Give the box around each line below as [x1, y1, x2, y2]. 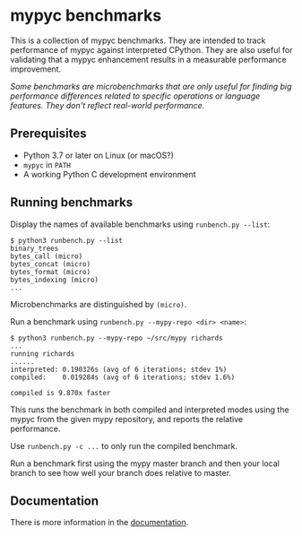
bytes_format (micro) [10, 267, 91, 276]
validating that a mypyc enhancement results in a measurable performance [10, 54, 288, 65]
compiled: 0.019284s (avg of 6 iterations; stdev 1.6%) [10, 373, 236, 382]
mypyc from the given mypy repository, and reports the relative [10, 413, 244, 424]
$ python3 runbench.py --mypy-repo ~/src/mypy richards [10, 333, 223, 342]
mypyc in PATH [22, 159, 71, 170]
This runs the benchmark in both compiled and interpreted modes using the [10, 404, 289, 415]
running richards [10, 349, 75, 359]
